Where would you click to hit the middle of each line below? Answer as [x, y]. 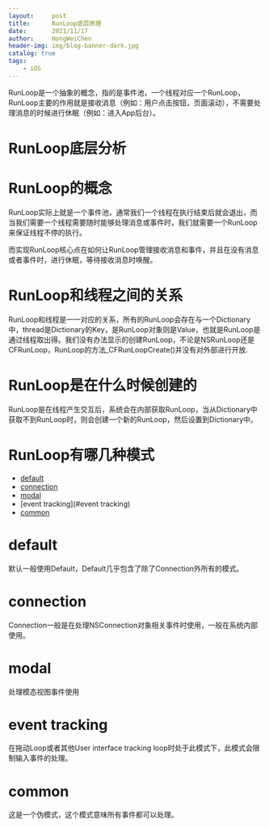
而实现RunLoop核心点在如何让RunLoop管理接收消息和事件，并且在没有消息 [134, 249]
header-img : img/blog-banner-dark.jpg [74, 46]
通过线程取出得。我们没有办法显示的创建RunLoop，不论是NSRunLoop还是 [132, 340]
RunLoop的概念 [61, 189]
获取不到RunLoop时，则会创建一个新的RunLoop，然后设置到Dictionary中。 [133, 419]
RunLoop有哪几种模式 [82, 455]
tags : [17, 61]
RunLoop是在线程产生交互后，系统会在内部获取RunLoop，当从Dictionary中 [133, 409]
